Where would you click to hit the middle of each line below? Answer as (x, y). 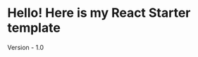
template (34, 28)
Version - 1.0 (26, 47)
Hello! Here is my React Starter (99, 13)
